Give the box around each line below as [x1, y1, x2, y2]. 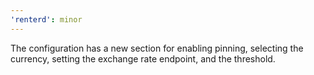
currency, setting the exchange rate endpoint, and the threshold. [10, 52, 276, 65]
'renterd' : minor [10, 14, 83, 25]
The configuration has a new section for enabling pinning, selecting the [10, 42, 304, 54]
